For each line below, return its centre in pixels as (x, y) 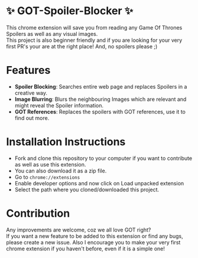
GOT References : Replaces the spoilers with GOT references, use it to (100, 112)
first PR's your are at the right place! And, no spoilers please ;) (82, 46)
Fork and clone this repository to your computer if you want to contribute (103, 158)
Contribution (38, 213)
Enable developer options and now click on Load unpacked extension (99, 183)
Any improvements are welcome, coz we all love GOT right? (79, 230)
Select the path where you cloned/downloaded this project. (87, 190)
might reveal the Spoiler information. (59, 105)
